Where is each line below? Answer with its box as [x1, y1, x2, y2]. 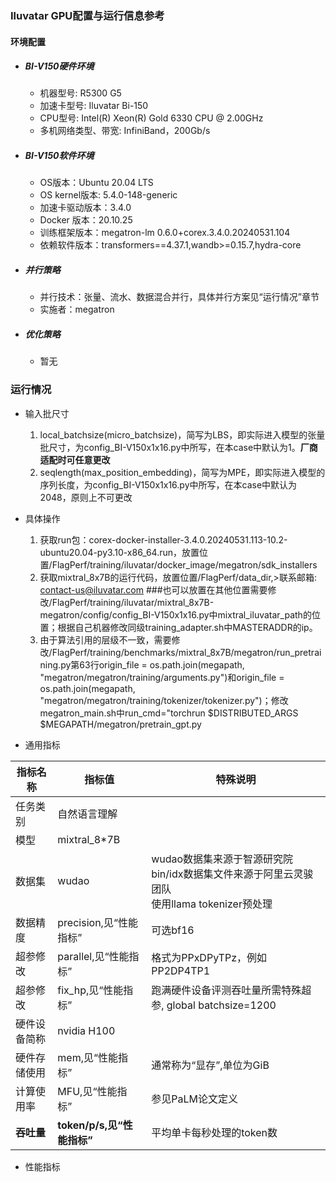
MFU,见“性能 [57, 1084, 118, 1098]
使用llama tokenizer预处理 [151, 897, 273, 911]
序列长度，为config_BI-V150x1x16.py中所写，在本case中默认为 [39, 478, 298, 491]
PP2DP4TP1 [151, 963, 211, 977]
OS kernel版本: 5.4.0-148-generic [39, 189, 178, 201]
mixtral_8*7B [57, 832, 121, 846]
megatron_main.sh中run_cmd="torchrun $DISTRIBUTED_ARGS [39, 707, 299, 719]
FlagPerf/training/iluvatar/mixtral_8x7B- [51, 596, 215, 608]
